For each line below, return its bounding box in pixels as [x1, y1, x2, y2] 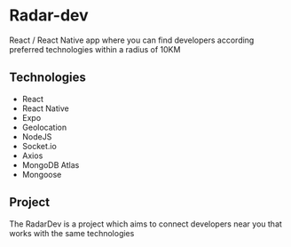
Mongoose [21, 169, 62, 179]
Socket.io [21, 140, 58, 151]
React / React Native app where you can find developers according [9, 35, 255, 45]
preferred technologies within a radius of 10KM [9, 44, 181, 54]
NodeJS [21, 131, 52, 142]
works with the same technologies [9, 227, 135, 238]
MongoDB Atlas [21, 159, 80, 170]
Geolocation [21, 122, 67, 132]
